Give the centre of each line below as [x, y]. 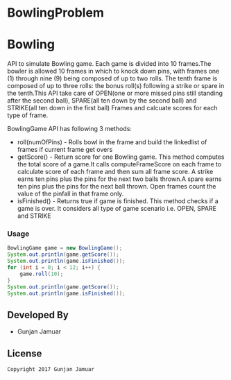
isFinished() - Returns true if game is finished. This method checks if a [118, 201]
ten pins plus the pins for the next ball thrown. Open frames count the [117, 187]
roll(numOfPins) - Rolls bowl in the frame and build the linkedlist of [112, 142]
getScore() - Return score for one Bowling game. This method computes [121, 157]
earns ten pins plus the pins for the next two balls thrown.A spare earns [119, 179]
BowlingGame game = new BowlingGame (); [65, 248]
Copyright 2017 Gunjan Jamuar [51, 370]
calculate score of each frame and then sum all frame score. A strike [115, 172]
